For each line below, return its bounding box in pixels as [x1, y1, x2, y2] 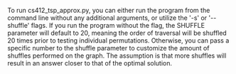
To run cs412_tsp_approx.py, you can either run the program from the [7, 6, 210, 14]
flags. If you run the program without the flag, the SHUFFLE [31, 21, 205, 29]
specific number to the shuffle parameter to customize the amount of [7, 44, 210, 52]
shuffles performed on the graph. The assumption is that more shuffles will [7, 51, 227, 60]
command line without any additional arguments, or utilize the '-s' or [7, 14, 208, 22]
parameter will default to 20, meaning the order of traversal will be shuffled [7, 28, 227, 37]
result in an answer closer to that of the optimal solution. [7, 59, 173, 67]
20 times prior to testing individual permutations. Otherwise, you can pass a [7, 36, 230, 45]
